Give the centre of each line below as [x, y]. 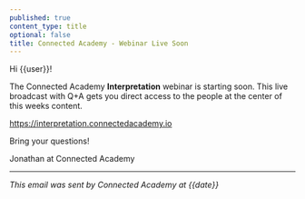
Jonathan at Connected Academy [72, 159]
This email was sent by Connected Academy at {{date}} [114, 185]
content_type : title [49, 26]
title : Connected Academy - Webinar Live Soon [99, 43]
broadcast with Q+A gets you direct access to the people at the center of [146, 96]
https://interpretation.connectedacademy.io [91, 124]
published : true [40, 18]
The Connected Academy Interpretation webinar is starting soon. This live [149, 86]
